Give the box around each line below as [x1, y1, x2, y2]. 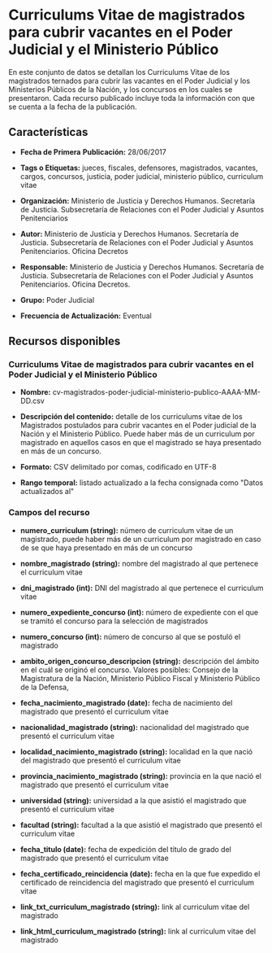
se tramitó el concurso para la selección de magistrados [19, 616, 209, 626]
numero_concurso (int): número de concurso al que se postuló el [19, 632, 241, 641]
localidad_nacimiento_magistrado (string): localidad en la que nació [19, 746, 253, 756]
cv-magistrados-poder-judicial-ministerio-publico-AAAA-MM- [52, 387, 261, 397]
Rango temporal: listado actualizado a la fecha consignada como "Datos [19, 478, 264, 487]
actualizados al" [19, 487, 75, 496]
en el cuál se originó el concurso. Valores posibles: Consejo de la [19, 665, 239, 675]
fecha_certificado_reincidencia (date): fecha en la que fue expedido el [19, 868, 261, 878]
